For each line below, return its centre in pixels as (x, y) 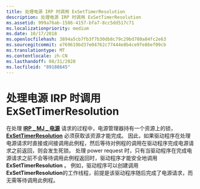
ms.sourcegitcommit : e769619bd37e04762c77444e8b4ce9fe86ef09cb (86, 45)
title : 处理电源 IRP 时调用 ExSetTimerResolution (66, 12)
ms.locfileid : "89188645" (38, 67)
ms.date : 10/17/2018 (32, 34)
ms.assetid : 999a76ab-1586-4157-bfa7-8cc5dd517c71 (70, 23)
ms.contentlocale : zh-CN (37, 56)
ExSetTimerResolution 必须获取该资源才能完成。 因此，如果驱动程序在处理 (99, 136)
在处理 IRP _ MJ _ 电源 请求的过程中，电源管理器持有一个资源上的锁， (91, 128)
